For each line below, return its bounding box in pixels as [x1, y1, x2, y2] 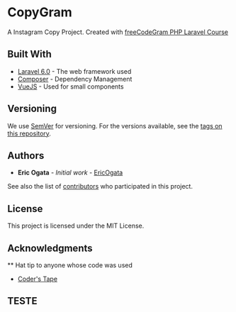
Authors [7, 150, 45, 162]
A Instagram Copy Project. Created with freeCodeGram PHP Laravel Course [7, 28, 229, 36]
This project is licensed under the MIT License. [7, 221, 145, 230]
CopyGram [7, 4, 72, 21]
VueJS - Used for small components [17, 82, 124, 91]
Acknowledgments [7, 242, 94, 254]
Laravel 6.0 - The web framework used [17, 67, 132, 75]
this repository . [7, 129, 52, 138]
